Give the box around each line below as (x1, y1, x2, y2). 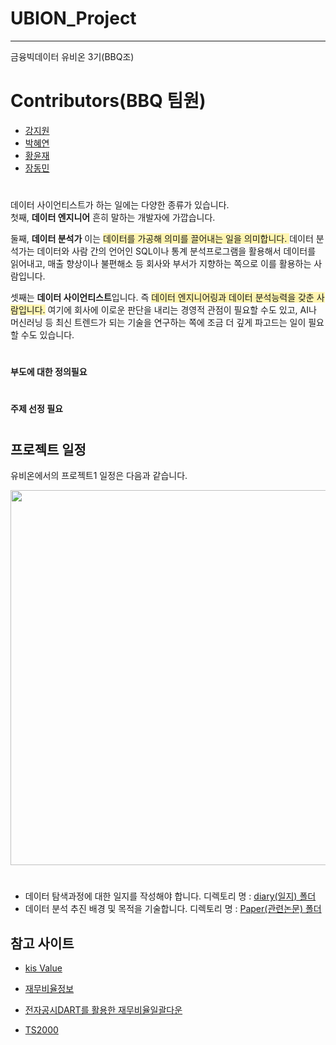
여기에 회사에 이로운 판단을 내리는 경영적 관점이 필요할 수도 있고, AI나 (47, 304, 317, 316)
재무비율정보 (24, 983, 75, 995)
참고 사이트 (10, 935, 75, 952)
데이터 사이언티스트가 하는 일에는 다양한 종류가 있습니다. (10, 199, 230, 211)
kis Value (24, 962, 63, 974)
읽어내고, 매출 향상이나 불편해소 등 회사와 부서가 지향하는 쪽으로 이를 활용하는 (10, 258, 312, 270)
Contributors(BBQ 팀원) (10, 90, 207, 112)
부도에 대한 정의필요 (10, 366, 88, 378)
